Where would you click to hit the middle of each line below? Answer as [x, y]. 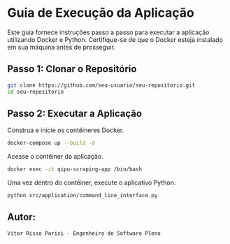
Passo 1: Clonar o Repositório [72, 69]
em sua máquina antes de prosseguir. [61, 47]
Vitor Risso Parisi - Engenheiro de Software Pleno [84, 233]
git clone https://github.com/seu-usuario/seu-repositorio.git [101, 85]
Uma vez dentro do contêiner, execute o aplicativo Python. [92, 182]
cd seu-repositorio [36, 92]
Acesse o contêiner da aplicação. [55, 157]
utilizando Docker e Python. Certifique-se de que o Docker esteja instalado [115, 39]
